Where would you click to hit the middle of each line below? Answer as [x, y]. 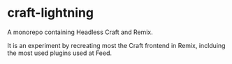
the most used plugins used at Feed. [60, 53]
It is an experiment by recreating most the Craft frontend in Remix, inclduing [116, 45]
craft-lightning [51, 13]
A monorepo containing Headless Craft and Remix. [80, 32]
